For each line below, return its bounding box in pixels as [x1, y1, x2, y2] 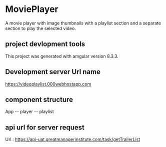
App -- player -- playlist [5, 108, 54, 114]
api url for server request [5, 123, 85, 131]
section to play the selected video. [5, 25, 76, 31]
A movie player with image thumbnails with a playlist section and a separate [5, 20, 161, 26]
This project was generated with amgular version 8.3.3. [5, 53, 119, 59]
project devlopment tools [5, 40, 85, 48]
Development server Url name [5, 67, 101, 76]
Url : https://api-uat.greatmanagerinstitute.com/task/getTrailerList [5, 136, 140, 142]
